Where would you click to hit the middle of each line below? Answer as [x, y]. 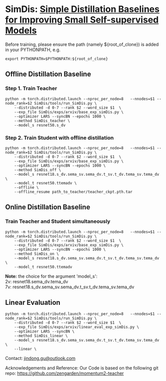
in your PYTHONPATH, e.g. [33, 50]
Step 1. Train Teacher [31, 89]
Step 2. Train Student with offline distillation [59, 138]
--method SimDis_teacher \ [42, 121]
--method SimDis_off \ [38, 170]
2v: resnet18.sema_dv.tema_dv [37, 281]
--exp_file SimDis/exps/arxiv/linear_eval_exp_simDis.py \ [77, 327]
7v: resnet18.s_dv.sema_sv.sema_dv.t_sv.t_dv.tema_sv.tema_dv [70, 287]
